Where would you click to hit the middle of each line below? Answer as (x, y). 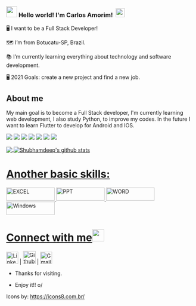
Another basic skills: (58, 174)
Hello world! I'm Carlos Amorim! (66, 15)
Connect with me (49, 238)
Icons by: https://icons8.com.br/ (46, 296)
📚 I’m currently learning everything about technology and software (89, 57)
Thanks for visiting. (38, 273)
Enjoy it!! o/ (29, 284)
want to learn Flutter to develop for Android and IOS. (71, 126)
